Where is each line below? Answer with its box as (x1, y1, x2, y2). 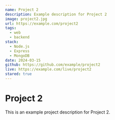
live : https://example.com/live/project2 (5, 67, 92, 72)
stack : (5, 40, 19, 44)
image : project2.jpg (5, 16, 48, 21)
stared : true (5, 72, 32, 77)
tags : (5, 26, 16, 31)
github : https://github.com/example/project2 (5, 62, 100, 67)
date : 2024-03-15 (5, 58, 41, 63)
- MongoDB (9, 53, 30, 58)
